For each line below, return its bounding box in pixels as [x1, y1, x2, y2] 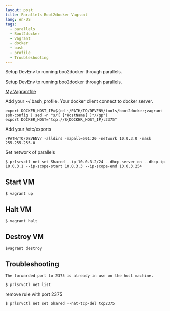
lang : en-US [5, 17, 31, 22]
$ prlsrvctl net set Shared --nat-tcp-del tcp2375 [5, 301, 115, 306]
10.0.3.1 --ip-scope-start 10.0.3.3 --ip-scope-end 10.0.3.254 [5, 164, 143, 169]
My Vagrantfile [5, 89, 36, 95]
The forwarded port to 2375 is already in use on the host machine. [5, 273, 154, 278]
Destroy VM [5, 232, 44, 241]
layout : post [5, 7, 33, 13]
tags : [5, 21, 17, 27]
